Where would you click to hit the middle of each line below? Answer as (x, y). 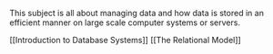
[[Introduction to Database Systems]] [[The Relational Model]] (125, 40)
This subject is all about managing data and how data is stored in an (136, 13)
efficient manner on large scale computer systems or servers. (125, 22)
